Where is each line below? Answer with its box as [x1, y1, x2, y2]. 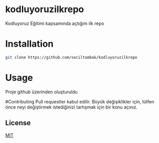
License [5, 119, 31, 127]
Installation [5, 38, 54, 50]
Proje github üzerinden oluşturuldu [5, 89, 78, 95]
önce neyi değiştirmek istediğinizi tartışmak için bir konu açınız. [5, 104, 138, 110]
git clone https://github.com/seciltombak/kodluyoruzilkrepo [5, 55, 138, 60]
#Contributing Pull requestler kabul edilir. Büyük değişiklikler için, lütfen [5, 98, 154, 104]
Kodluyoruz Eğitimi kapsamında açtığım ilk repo [5, 20, 104, 26]
